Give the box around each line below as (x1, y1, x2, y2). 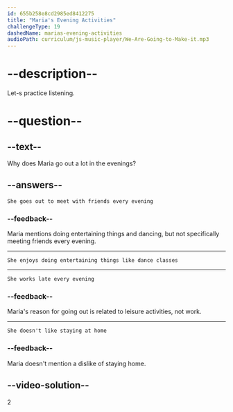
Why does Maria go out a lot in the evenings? (7, 159, 137, 167)
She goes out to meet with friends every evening (7, 197, 154, 205)
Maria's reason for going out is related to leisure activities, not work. (7, 307, 202, 316)
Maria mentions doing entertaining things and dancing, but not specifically (7, 230, 220, 238)
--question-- (7, 113, 83, 129)
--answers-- (7, 179, 62, 191)
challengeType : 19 (7, 23, 60, 30)
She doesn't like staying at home (7, 327, 107, 334)
